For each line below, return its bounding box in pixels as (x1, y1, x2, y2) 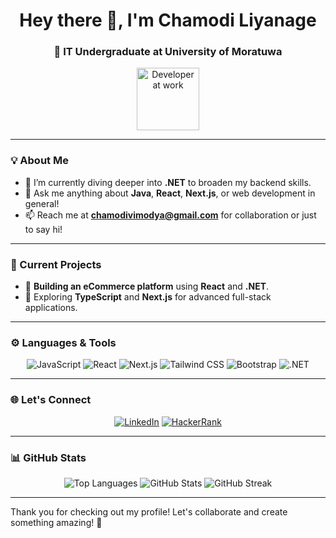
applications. (24, 302, 78, 314)
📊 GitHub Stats (10, 450, 87, 464)
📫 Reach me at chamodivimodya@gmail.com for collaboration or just (24, 209, 317, 221)
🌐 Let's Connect (10, 393, 92, 407)
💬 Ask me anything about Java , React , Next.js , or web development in (24, 187, 316, 199)
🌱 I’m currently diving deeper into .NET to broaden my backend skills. (24, 176, 312, 188)
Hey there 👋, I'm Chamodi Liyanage (19, 9, 317, 32)
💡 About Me (10, 154, 69, 168)
